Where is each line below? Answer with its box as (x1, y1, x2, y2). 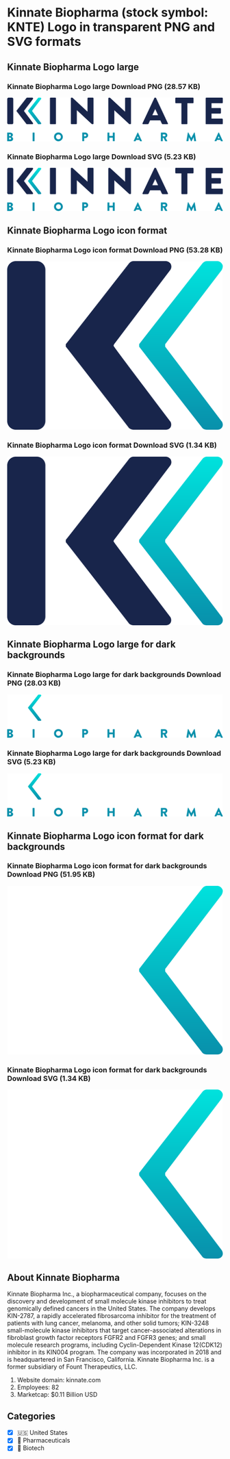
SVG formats (7, 34, 81, 49)
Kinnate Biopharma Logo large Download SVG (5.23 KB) (7, 152, 196, 162)
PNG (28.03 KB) (7, 678, 62, 688)
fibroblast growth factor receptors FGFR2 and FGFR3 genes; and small (7, 1334, 206, 1342)
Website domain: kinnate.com (16, 1376, 101, 1384)
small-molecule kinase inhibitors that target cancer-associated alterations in (7, 1326, 221, 1334)
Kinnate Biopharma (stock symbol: (7, 5, 209, 21)
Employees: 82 (16, 1383, 60, 1391)
